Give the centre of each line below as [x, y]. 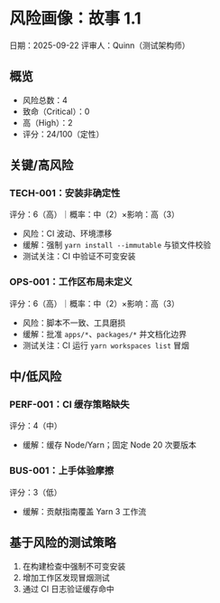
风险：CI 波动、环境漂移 [67, 234]
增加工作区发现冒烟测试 [66, 577]
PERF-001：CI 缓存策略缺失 [69, 405]
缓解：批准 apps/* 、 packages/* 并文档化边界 [105, 334]
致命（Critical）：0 [56, 111]
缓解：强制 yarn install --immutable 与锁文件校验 [117, 245]
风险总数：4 [45, 99]
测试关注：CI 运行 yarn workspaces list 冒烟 [105, 345]
